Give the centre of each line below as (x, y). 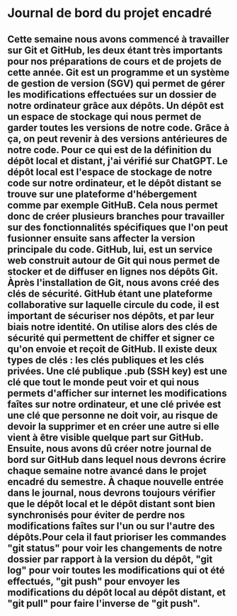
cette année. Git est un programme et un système (118, 72)
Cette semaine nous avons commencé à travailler (118, 39)
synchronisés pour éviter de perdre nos (96, 515)
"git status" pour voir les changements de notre (115, 548)
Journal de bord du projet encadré (110, 13)
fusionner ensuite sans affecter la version (102, 238)
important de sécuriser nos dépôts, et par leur (111, 315)
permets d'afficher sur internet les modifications (117, 393)
